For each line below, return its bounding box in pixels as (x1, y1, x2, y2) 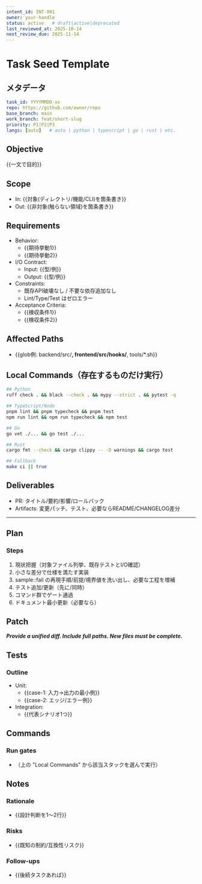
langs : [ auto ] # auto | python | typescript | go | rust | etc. (6, 127, 176, 133)
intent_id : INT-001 (6, 8, 55, 15)
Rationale (6, 797, 35, 806)
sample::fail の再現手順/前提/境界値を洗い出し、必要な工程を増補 (14, 576, 176, 583)
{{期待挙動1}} (23, 244, 57, 251)
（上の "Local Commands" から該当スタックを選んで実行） (14, 761, 161, 768)
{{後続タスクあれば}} (14, 871, 67, 879)
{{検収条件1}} (23, 309, 57, 316)
